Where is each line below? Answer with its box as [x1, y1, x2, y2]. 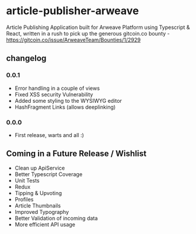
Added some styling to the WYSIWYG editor [14, 97, 123, 104]
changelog [6, 53, 47, 63]
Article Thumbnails [14, 202, 61, 209]
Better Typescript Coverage [14, 170, 83, 178]
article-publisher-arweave [6, 4, 139, 18]
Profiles [14, 196, 34, 203]
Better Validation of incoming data [14, 214, 98, 222]
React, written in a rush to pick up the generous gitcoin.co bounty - [6, 30, 170, 37]
